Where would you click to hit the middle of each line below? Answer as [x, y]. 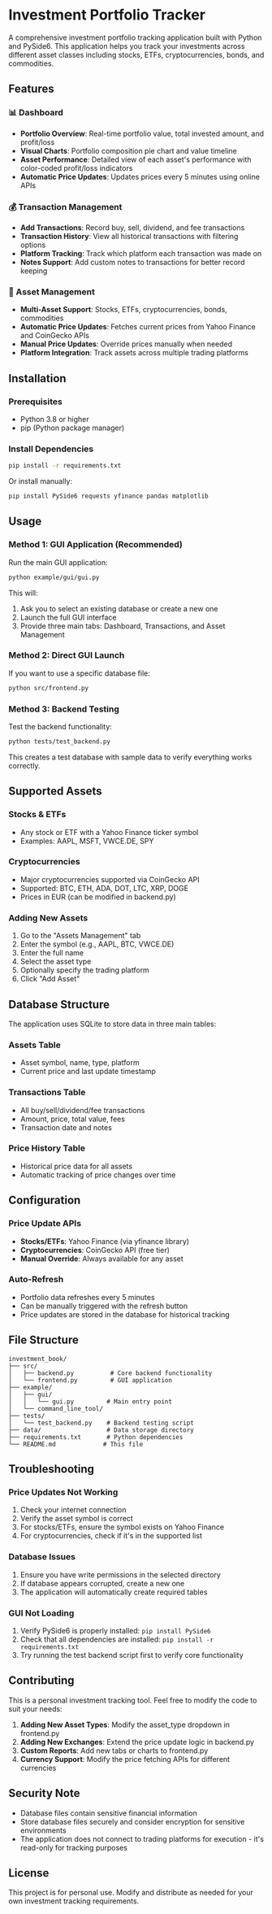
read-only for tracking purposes [74, 1847]
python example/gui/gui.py [54, 577]
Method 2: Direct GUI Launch [67, 655]
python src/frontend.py [49, 688]
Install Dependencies [51, 449]
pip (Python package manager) [72, 428]
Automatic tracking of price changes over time [98, 1174]
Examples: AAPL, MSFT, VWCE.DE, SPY [87, 841]
